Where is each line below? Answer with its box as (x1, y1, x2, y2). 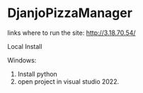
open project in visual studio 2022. (17, 77, 119, 86)
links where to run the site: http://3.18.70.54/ (7, 28, 136, 37)
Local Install (7, 42, 42, 50)
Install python (17, 70, 58, 78)
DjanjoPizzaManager (7, 5, 133, 21)
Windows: (7, 55, 37, 65)
